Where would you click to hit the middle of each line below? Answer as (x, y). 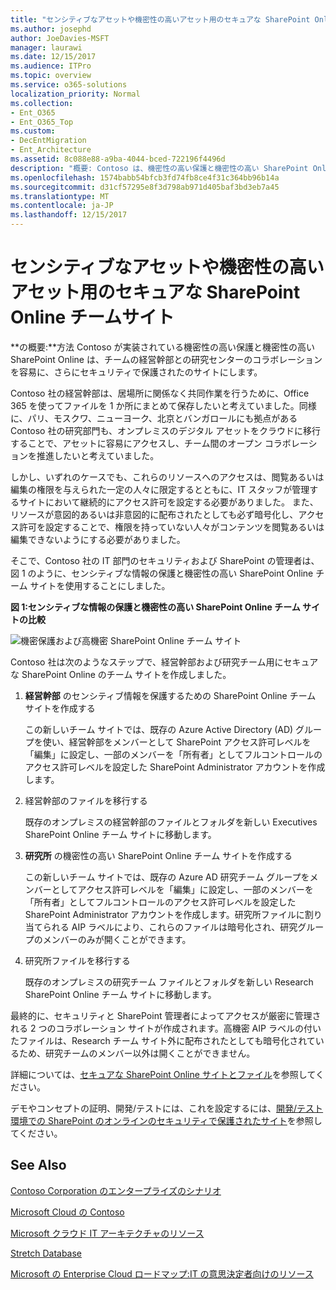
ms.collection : (42, 103)
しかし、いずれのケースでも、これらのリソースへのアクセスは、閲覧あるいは (167, 477)
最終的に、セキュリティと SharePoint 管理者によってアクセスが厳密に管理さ (166, 1015)
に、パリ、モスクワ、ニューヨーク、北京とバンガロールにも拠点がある (154, 418)
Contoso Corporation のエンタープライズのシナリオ (116, 1190)
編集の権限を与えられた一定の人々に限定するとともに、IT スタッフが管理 (160, 489)
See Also (38, 1165)
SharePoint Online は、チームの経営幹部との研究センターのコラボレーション (166, 359)
